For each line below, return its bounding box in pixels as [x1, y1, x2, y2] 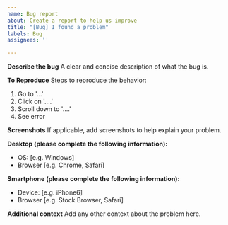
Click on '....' [17, 97, 54, 106]
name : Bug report [7, 10, 59, 18]
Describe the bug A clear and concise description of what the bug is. [7, 62, 209, 71]
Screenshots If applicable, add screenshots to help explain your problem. [7, 126, 222, 134]
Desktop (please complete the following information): [7, 139, 168, 149]
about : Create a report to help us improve [7, 17, 138, 24]
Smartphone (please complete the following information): [7, 175, 180, 183]
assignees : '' [7, 37, 49, 44]
